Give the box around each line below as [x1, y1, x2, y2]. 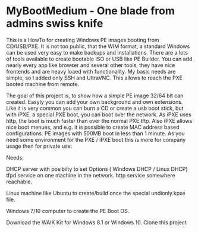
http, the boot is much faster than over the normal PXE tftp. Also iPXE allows [6, 117, 193, 124]
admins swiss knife [6, 17, 103, 30]
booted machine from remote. [6, 80, 79, 87]
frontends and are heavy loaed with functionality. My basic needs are [6, 68, 176, 75]
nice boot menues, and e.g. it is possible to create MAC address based [6, 123, 180, 131]
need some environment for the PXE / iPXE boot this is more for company [6, 136, 186, 143]
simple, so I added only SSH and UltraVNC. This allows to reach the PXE [6, 74, 183, 81]
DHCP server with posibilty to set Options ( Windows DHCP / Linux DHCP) [6, 165, 188, 173]
